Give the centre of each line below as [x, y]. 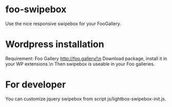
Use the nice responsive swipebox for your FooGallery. [63, 24]
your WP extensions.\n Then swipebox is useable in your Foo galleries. [80, 64]
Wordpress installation [55, 44]
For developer [36, 85]
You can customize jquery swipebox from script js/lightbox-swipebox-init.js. [86, 99]
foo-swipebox [36, 9]
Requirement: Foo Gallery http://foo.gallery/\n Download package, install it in [86, 58]
